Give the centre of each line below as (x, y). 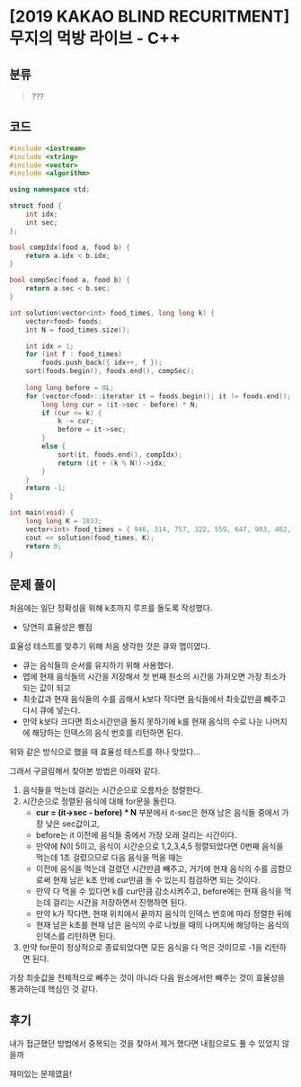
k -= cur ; (75, 421)
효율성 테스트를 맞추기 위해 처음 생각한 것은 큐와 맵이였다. (110, 646)
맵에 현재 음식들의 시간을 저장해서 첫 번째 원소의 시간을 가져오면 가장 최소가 (154, 677)
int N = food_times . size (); (78, 330)
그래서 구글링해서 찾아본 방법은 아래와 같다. (85, 771)
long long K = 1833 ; (64, 521)
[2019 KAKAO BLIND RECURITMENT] (150, 17)
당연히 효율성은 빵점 (57, 628)
